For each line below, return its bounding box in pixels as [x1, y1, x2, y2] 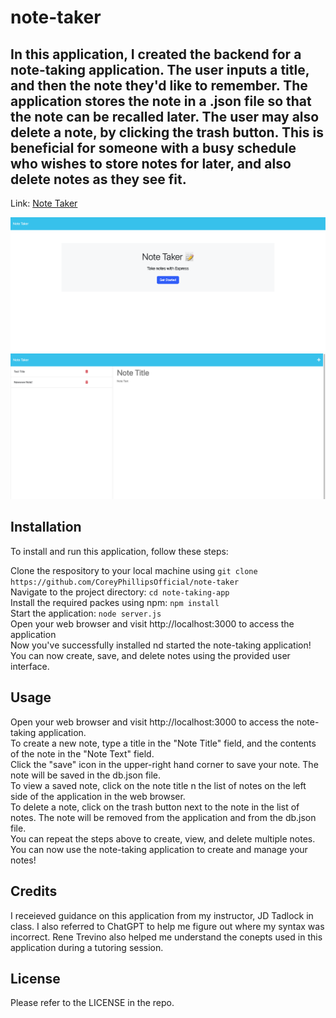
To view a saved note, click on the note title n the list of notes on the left [10, 779, 307, 791]
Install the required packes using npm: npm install [10, 596, 220, 608]
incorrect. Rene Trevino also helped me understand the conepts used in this [10, 931, 323, 943]
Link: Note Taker [10, 197, 78, 209]
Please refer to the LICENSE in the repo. [10, 997, 175, 1009]
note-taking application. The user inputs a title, [10, 61, 310, 78]
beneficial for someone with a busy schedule [10, 139, 297, 156]
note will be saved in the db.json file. [10, 769, 162, 781]
